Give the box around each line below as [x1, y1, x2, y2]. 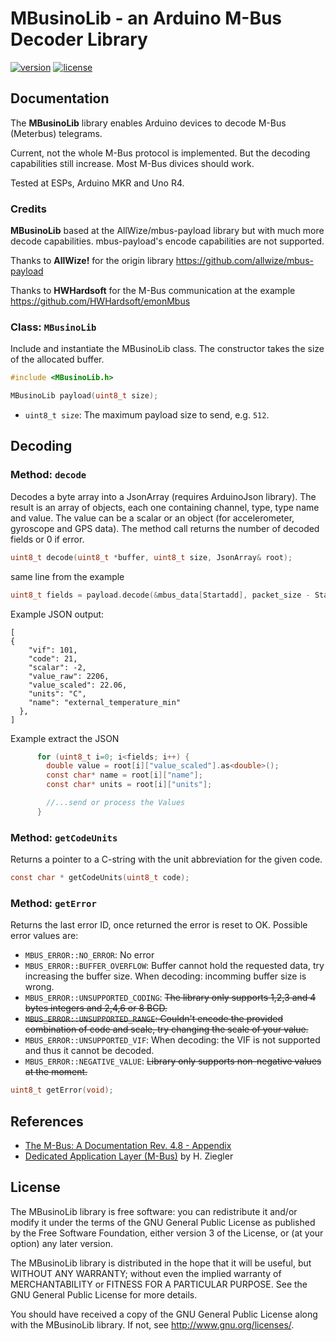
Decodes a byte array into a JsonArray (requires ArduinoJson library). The [10, 490, 317, 502]
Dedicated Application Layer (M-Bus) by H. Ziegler [24, 1150, 234, 1162]
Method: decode [10, 468, 87, 482]
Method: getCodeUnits [10, 830, 118, 844]
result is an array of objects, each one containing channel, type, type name [10, 501, 320, 513]
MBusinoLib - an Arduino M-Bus [10, 7, 283, 30]
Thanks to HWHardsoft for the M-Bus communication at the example [10, 285, 296, 297]
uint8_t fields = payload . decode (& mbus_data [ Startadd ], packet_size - [10, 590, 311, 600]
